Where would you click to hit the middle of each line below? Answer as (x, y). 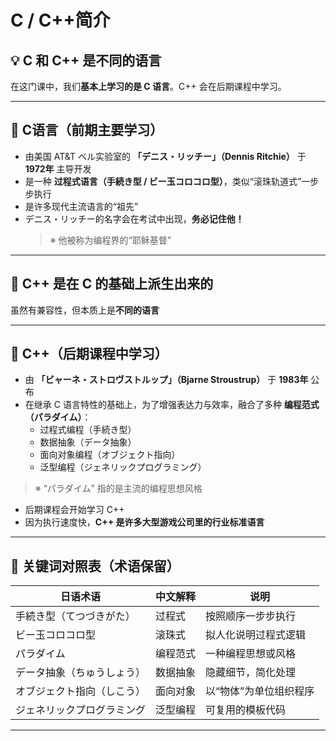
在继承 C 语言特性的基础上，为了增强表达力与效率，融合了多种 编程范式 (172, 405)
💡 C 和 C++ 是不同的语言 (86, 60)
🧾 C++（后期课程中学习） (89, 354)
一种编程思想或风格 (251, 654)
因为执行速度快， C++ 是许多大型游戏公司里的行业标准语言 (144, 522)
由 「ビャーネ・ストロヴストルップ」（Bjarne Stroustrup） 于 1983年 (166, 380)
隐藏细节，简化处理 (251, 673)
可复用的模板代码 (246, 710)
